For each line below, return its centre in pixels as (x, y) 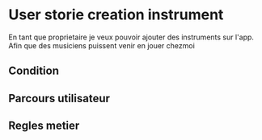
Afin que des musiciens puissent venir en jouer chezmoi (102, 45)
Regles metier (44, 126)
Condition (34, 71)
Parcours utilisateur (59, 98)
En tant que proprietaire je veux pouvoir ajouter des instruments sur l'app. (131, 37)
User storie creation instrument (116, 15)
